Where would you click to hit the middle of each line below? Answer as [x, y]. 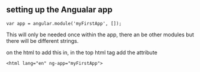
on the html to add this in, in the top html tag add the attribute [82, 52]
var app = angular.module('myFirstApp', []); [64, 23]
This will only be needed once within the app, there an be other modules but [100, 35]
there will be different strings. [43, 40]
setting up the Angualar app [59, 10]
